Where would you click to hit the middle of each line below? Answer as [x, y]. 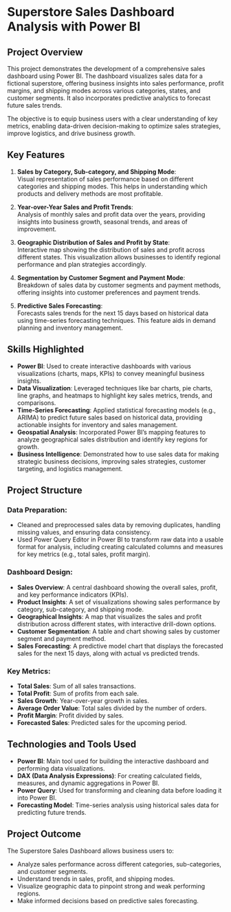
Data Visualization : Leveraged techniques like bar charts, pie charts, [115, 388]
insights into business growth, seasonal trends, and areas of [102, 221]
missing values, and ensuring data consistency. [84, 533]
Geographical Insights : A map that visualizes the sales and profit [109, 616]
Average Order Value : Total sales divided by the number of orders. [112, 708]
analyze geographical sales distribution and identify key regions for [112, 439]
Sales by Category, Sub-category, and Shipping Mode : [97, 171]
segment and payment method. [62, 638]
